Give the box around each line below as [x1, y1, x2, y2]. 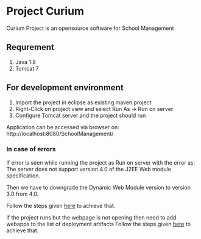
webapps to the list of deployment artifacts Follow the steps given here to [6, 220, 191, 227]
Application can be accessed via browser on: [6, 123, 120, 130]
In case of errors [6, 145, 56, 154]
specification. [6, 172, 41, 179]
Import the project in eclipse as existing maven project [15, 99, 152, 106]
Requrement [6, 42, 55, 52]
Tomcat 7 [15, 65, 39, 72]
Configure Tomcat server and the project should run [15, 112, 146, 119]
